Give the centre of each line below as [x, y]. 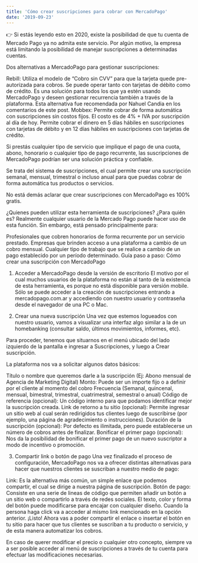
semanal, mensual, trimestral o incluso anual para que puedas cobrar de [94, 177]
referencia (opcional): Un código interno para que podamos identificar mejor [99, 401]
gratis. [14, 201]
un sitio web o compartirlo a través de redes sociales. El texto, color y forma [99, 499]
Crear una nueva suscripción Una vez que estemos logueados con [96, 316]
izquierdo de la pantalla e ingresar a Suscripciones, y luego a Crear [88, 346]
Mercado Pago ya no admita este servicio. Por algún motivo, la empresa [94, 43]
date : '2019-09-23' [30, 17]
